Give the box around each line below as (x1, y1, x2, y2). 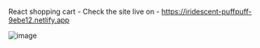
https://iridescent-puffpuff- (161, 7, 252, 16)
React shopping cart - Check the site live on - (8, 7, 160, 16)
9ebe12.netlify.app (8, 15, 70, 25)
